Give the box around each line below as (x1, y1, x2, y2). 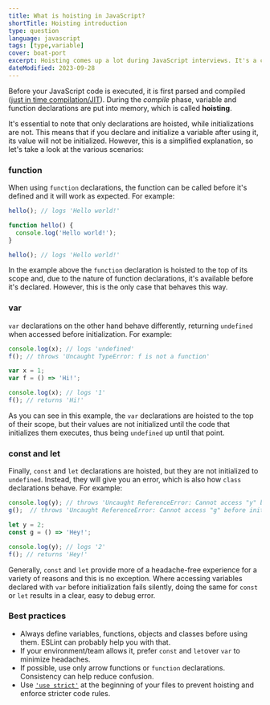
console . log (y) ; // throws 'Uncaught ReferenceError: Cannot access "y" (8, 499, 257, 507)
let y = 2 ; (8, 521, 45, 529)
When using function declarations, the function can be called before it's (8, 182, 247, 193)
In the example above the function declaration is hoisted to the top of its (8, 265, 247, 275)
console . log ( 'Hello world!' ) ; (15, 228, 117, 237)
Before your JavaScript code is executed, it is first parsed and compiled (8, 86, 246, 96)
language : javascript (8, 34, 81, 43)
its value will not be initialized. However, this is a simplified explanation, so (8, 136, 254, 146)
